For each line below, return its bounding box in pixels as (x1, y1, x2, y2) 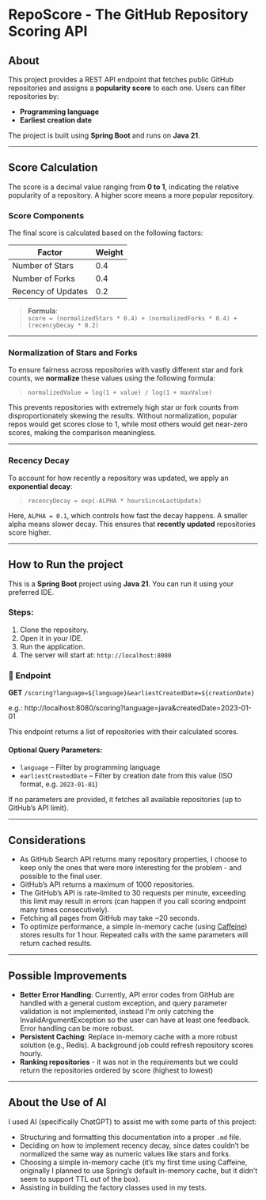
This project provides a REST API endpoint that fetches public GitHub (8, 75, 234, 84)
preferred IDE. (8, 587, 55, 596)
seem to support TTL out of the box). (19, 1174, 141, 1183)
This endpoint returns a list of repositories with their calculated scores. (8, 727, 239, 736)
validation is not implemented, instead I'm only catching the (19, 1006, 214, 1016)
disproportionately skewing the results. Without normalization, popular (8, 411, 237, 421)
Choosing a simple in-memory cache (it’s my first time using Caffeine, (19, 1157, 248, 1167)
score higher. (8, 528, 51, 537)
